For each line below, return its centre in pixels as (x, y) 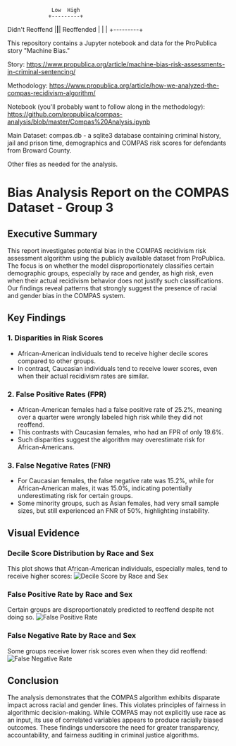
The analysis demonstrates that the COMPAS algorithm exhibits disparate (114, 698)
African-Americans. (46, 447)
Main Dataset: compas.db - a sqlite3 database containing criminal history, (114, 135)
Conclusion (33, 681)
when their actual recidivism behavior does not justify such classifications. (116, 280)
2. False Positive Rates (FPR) (57, 394)
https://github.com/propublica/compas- (65, 114)
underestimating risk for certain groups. (75, 496)
